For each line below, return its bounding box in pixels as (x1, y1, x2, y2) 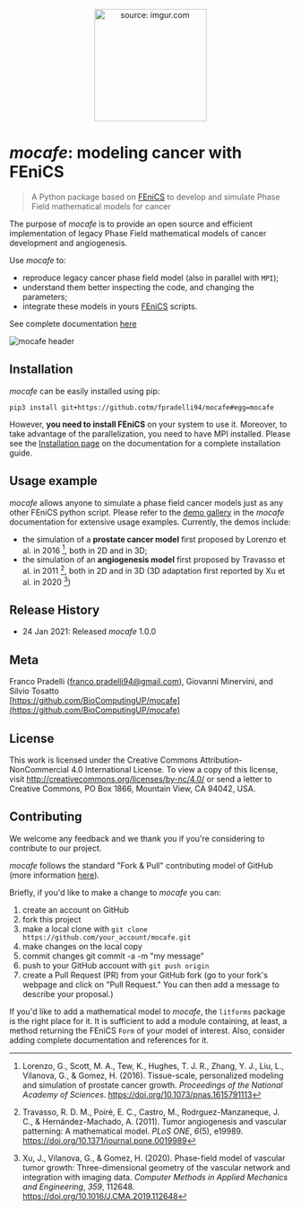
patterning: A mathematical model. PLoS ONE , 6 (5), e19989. (21, 1126, 244, 1136)
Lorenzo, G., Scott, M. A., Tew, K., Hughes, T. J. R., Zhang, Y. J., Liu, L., (21, 1060, 285, 1071)
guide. (9, 447, 33, 458)
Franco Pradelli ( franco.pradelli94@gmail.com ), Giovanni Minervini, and (9, 676, 273, 687)
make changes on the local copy (21, 941, 143, 951)
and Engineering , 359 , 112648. (21, 1181, 135, 1192)
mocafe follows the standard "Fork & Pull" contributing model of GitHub (9, 860, 273, 870)
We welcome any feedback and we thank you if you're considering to (9, 833, 265, 843)
